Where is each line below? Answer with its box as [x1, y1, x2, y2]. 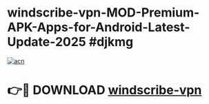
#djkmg [88, 34, 134, 50]
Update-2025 [7, 34, 86, 50]
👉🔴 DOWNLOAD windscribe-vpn [7, 83, 202, 98]
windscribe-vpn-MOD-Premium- [7, 5, 200, 21]
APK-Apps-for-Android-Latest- [7, 19, 190, 35]
